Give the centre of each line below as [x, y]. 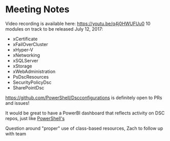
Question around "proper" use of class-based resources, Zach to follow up [84, 128]
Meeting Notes [37, 9]
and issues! [17, 103]
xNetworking [26, 55]
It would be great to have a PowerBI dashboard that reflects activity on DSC [85, 113]
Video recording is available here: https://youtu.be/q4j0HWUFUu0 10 [78, 24]
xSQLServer [25, 60]
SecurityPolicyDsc [32, 82]
